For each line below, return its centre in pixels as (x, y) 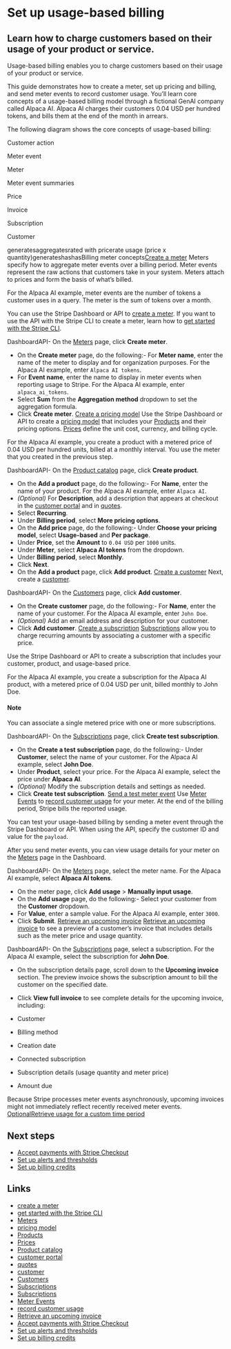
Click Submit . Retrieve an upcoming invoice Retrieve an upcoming (111, 921)
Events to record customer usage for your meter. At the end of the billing (120, 802)
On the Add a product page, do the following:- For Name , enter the (112, 483)
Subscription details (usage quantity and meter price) (93, 1072)
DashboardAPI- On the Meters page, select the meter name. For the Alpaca (114, 871)
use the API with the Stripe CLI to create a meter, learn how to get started (111, 321)
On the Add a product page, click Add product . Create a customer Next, (120, 572)
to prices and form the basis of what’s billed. (70, 279)
